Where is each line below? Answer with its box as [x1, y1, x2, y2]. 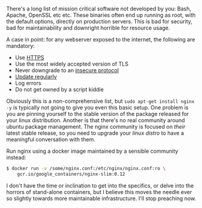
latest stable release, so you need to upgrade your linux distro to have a [6, 129, 185, 136]
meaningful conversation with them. [6, 136, 96, 143]
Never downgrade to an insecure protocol [14, 67, 119, 74]
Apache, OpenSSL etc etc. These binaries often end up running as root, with [6, 11, 196, 19]
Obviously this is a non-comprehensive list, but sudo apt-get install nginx [6, 97, 195, 105]
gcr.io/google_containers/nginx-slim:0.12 [17, 171, 125, 177]
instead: [6, 154, 27, 161]
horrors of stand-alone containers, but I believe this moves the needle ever [6, 188, 192, 195]
